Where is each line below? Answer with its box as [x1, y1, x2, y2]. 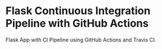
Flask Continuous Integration [5, 4, 151, 18]
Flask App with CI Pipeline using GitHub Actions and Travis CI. [5, 36, 157, 43]
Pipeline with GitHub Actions [5, 17, 149, 30]
